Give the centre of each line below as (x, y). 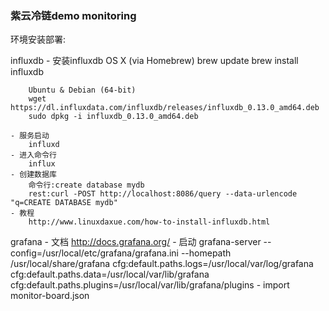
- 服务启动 (30, 136)
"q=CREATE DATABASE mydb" (64, 203)
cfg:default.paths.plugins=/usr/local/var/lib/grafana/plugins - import (150, 285)
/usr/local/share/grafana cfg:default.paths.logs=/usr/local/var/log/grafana (162, 264)
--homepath (206, 253)
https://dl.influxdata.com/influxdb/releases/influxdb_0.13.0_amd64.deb (165, 108)
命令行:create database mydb (86, 185)
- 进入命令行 (33, 155)
